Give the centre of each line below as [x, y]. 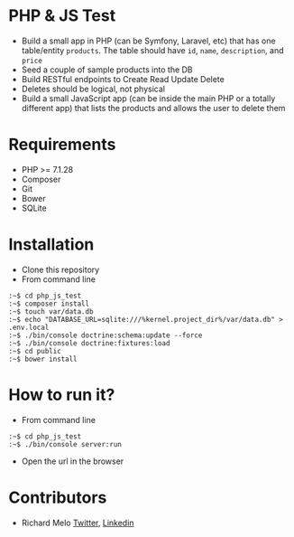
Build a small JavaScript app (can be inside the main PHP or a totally [148, 98]
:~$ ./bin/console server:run [65, 444]
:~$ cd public [35, 351]
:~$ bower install [43, 359]
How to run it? [62, 395]
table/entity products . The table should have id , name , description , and [153, 50]
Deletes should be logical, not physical [93, 89]
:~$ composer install [49, 304]
